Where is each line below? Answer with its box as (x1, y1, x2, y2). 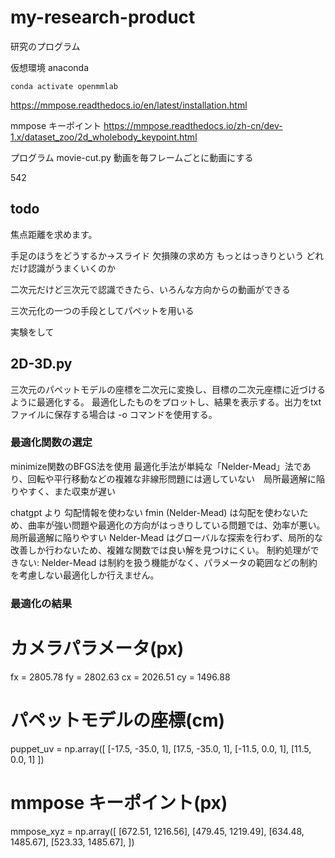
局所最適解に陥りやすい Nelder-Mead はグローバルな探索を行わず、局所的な (10, 531, 324, 543)
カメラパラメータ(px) (10, 637, 185, 660)
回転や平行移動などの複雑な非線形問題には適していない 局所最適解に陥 (27, 472, 326, 485)
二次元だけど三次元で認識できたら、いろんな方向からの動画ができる (10, 283, 291, 295)
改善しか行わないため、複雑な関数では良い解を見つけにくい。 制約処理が (10, 544, 311, 556)
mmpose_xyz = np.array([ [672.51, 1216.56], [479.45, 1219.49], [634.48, (10, 825, 305, 837)
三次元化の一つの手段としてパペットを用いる (10, 304, 195, 316)
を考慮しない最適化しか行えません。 (10, 569, 160, 581)
